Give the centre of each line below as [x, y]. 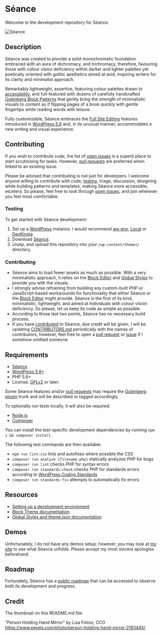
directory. [22, 249]
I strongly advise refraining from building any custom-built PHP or [78, 288]
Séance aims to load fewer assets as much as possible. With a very [79, 273]
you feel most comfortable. [32, 196]
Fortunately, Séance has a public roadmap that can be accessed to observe [80, 581]
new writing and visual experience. [40, 129]
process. [21, 319]
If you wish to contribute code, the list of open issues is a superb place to [78, 156]
